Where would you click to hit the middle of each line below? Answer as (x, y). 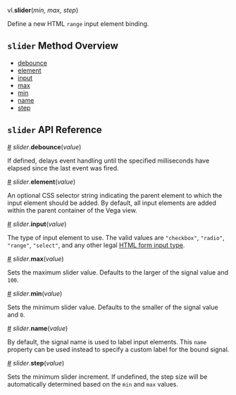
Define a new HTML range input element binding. (78, 24)
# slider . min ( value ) (35, 293)
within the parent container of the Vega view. (72, 210)
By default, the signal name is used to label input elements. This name (107, 341)
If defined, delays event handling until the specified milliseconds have (108, 161)
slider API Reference (55, 130)
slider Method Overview (63, 46)
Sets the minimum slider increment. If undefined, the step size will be (107, 377)
